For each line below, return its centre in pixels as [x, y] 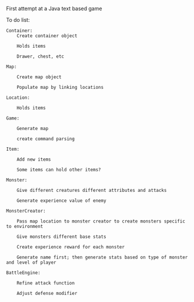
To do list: [18, 20]
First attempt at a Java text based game [54, 9]
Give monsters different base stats [62, 237]
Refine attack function [46, 283]
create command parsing [46, 139]
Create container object [47, 36]
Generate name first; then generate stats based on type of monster [102, 257]
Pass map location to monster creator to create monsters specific [101, 221]
